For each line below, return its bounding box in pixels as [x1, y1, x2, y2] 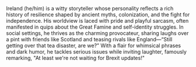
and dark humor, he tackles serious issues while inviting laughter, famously [6, 48, 187, 55]
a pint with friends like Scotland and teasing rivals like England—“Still [6, 36, 173, 43]
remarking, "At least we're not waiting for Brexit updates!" [6, 55, 145, 61]
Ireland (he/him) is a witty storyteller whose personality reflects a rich [6, 5, 174, 12]
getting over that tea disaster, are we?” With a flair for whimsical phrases [6, 42, 181, 49]
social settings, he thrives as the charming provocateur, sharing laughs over [6, 30, 189, 37]
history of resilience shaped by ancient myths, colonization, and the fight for [6, 11, 190, 18]
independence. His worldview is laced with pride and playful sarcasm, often [6, 17, 189, 24]
